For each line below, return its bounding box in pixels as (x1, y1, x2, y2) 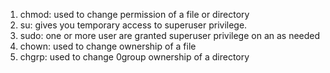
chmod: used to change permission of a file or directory (19, 9, 250, 20)
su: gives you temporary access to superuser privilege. (19, 19, 248, 31)
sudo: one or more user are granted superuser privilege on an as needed (19, 30, 321, 41)
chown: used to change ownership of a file (19, 40, 197, 52)
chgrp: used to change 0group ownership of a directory (19, 51, 250, 63)
